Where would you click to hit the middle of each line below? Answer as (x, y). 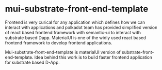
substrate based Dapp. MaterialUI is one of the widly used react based (76, 38)
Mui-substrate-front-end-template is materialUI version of (63, 52)
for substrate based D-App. (32, 62)
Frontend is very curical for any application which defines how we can (75, 22)
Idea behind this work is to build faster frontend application (93, 57)
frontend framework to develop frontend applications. (59, 42)
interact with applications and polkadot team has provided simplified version (81, 27)
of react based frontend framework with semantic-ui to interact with (73, 32)
